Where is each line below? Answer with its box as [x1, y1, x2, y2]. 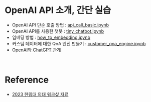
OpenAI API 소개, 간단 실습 [5, 4, 111, 16]
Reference [5, 74, 49, 86]
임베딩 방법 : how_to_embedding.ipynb [12, 34, 91, 40]
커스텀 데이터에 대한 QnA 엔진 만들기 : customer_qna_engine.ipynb [12, 40, 146, 46]
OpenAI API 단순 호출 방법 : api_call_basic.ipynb [12, 22, 109, 28]
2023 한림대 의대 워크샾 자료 [12, 91, 69, 97]
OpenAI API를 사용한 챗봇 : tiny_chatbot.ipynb [12, 28, 104, 34]
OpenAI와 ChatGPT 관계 [12, 47, 61, 53]
